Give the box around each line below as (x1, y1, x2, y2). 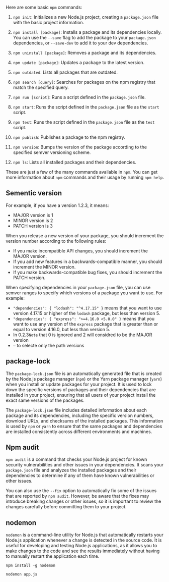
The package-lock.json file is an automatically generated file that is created (6, 371, 162, 377)
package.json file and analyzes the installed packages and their (6, 467, 137, 473)
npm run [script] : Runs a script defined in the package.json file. (13, 94, 146, 100)
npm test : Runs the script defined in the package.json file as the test (13, 119, 155, 125)
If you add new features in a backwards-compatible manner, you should (13, 258, 162, 264)
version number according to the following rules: (6, 238, 107, 244)
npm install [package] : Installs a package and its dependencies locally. (13, 29, 162, 35)
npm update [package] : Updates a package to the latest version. (13, 60, 145, 65)
